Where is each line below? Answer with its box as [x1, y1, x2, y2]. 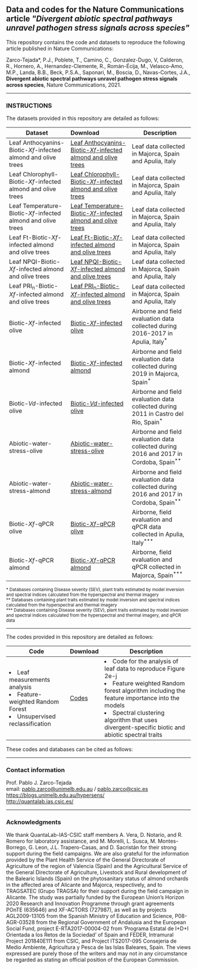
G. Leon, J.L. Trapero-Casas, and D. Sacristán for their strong [28, 844, 177, 851]
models [104, 701, 125, 709]
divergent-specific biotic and [104, 723, 185, 731]
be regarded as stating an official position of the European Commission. [6, 956, 179, 963]
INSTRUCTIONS [6, 101, 52, 109]
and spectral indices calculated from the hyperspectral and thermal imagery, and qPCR [6, 612, 181, 618]
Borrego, [6, 844, 28, 851]
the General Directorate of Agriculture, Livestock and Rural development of [6, 869, 187, 876]
